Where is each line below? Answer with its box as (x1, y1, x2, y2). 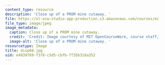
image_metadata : (5, 25, 38, 30)
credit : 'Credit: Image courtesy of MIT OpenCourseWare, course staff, (9, 35, 160, 40)
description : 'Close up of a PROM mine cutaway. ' (5, 12, 111, 17)
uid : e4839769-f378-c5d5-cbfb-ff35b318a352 (5, 52, 96, 58)
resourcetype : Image (5, 43, 48, 48)
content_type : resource (5, 7, 54, 12)
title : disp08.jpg (5, 48, 43, 53)
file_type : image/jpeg (5, 21, 52, 26)
